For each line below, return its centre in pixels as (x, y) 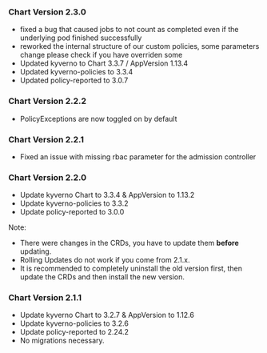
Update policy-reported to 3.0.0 (72, 212)
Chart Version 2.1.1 (45, 298)
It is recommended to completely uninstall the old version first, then (131, 269)
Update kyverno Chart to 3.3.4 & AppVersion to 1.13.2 (107, 195)
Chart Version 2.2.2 (47, 101)
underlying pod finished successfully (81, 38)
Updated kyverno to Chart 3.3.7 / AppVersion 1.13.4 (104, 63)
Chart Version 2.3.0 (47, 12)
